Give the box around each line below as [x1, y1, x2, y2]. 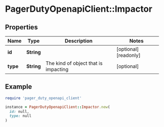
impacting [45, 66, 69, 73]
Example [5, 82, 32, 91]
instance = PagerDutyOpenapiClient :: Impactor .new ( [5, 104, 110, 109]
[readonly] [116, 52, 141, 58]
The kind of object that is [45, 60, 103, 67]
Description [64, 38, 93, 44]
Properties [5, 23, 38, 31]
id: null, [9, 109, 29, 114]
